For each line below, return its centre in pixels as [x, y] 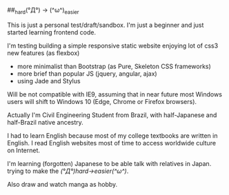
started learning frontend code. [52, 32]
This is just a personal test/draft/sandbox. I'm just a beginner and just [106, 25]
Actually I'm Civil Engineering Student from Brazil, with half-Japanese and [112, 115]
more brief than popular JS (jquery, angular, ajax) [87, 73]
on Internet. [23, 150]
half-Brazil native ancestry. [46, 122]
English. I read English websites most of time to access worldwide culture [111, 143]
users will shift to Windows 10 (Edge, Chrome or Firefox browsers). [102, 101]
